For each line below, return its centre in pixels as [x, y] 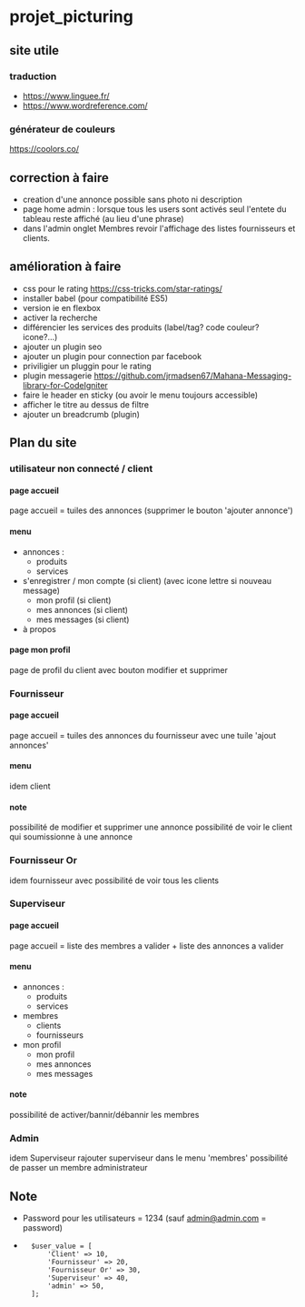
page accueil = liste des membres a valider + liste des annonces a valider [147, 945]
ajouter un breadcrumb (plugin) [81, 414]
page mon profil [40, 650]
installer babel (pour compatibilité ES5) [95, 298]
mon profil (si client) [74, 600]
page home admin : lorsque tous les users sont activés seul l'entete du [154, 209]
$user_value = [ [62, 1247]
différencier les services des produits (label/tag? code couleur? [141, 327]
